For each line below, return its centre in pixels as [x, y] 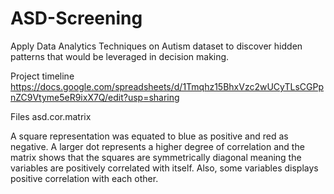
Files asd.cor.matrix [51, 116]
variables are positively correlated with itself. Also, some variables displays [164, 168]
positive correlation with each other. [84, 178]
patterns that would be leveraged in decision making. [120, 56]
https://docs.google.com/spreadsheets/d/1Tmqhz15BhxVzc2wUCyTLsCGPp [167, 86]
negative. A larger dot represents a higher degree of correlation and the [157, 146]
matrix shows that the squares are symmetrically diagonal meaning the [156, 157]
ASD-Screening [76, 18]
